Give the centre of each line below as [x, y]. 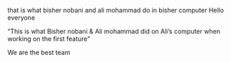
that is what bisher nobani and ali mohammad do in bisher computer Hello [116, 10]
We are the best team [39, 52]
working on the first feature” [49, 39]
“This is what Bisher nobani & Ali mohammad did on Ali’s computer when [114, 31]
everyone [21, 18]
